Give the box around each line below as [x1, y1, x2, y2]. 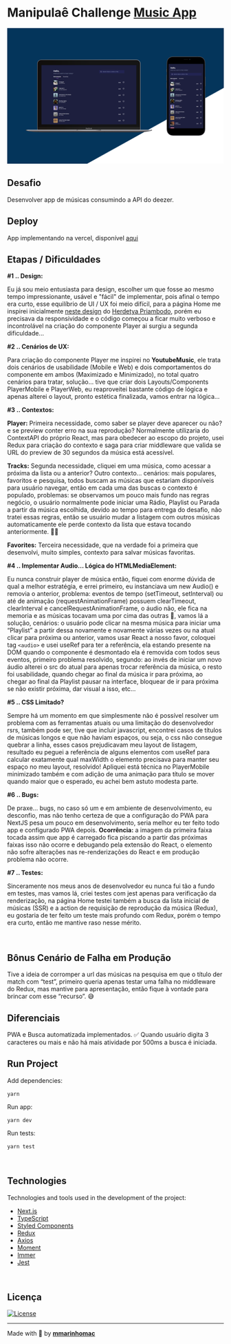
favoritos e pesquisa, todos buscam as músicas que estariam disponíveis [7, 477, 214, 485]
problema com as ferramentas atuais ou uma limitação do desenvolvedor [7, 718, 214, 727]
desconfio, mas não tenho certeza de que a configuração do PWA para [7, 811, 208, 820]
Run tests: [7, 1128, 36, 1137]
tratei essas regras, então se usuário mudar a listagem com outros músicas [7, 513, 220, 521]
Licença [7, 1292, 43, 1303]
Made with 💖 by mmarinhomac [7, 1330, 96, 1338]
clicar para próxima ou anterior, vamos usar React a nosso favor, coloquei [7, 634, 216, 642]
